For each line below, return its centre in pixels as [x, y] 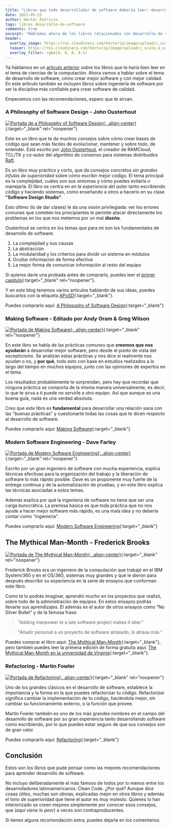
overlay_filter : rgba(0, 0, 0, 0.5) [49, 53]
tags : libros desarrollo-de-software [45, 24]
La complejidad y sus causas [43, 243]
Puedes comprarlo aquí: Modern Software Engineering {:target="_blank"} [81, 526]
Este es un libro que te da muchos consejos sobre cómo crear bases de [80, 138]
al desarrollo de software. [32, 419]
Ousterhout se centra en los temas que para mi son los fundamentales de [82, 228]
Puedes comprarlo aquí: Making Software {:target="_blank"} [68, 429]
